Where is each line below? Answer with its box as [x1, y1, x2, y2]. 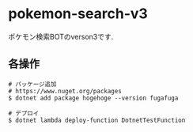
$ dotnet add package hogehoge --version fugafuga [8, 94, 179, 102]
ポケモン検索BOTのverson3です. [8, 32, 114, 41]
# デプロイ [8, 109, 40, 117]
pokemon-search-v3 [8, 5, 148, 23]
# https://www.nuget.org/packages [8, 87, 123, 95]
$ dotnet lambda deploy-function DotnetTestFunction [8, 116, 186, 124]
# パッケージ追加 [8, 80, 57, 88]
